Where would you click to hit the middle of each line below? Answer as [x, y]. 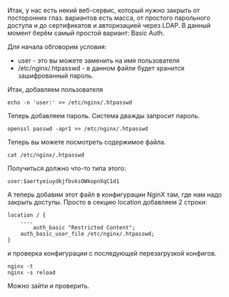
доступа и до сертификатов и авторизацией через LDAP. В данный [109, 25]
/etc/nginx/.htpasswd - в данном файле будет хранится [101, 68]
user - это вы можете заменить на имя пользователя [98, 61]
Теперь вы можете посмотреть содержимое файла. [87, 142]
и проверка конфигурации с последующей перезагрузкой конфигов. [112, 253]
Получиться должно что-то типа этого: [67, 168]
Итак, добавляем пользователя [55, 89]
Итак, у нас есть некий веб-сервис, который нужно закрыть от [104, 10]
